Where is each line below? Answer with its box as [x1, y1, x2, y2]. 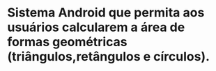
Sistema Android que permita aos [7, 5, 205, 21]
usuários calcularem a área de [7, 19, 185, 35]
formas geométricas [7, 34, 128, 50]
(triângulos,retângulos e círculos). [7, 49, 210, 65]
